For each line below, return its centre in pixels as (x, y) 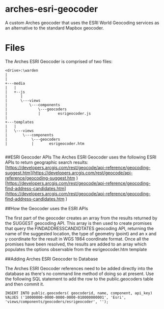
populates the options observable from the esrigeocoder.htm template (76, 249)
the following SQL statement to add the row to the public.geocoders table (79, 278)
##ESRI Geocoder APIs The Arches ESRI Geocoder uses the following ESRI (81, 157)
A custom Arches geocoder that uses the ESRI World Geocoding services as (82, 23)
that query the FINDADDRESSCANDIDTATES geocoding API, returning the (80, 228)
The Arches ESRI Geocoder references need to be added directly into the (79, 268)
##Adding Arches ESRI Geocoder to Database (52, 259)
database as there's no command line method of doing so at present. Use (80, 274)
